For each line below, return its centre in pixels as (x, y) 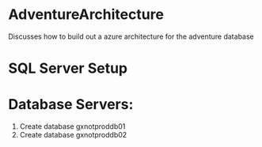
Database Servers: (71, 105)
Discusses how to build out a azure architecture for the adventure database (131, 36)
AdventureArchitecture (86, 15)
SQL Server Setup (68, 68)
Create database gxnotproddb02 (73, 135)
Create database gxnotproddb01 (72, 126)
